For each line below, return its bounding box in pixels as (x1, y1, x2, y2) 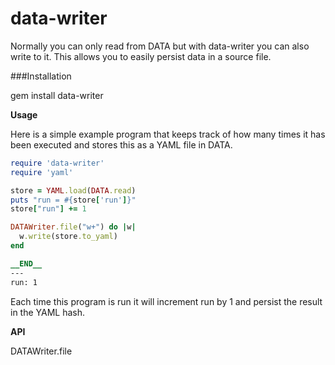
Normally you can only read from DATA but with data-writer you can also (10, 40, 310, 52)
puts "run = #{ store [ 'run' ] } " (10, 195, 137, 205)
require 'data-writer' (10, 158, 105, 168)
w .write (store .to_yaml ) (19, 232, 118, 242)
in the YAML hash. (10, 306, 86, 318)
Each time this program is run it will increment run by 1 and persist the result (10, 295, 323, 307)
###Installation (10, 70, 72, 82)
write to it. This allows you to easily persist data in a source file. (10, 50, 272, 62)
